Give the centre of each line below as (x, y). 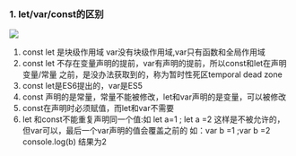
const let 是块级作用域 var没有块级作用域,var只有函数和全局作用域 (144, 52)
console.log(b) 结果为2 (65, 142)
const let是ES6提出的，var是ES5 (83, 86)
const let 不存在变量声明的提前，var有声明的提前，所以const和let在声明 (154, 64)
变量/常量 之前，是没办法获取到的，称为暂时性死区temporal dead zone (152, 74)
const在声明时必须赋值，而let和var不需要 (98, 108)
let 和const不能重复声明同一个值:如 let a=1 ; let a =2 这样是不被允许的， (153, 119)
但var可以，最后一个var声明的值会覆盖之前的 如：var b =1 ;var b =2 (146, 131)
